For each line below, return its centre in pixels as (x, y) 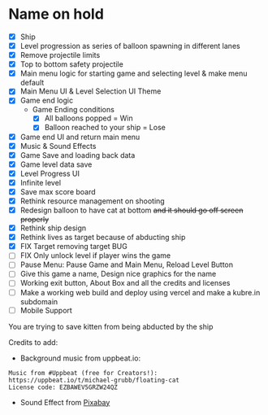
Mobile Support (46, 310)
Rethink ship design (53, 228)
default (32, 83)
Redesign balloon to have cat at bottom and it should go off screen (132, 210)
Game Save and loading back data (78, 155)
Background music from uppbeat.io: (80, 358)
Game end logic (47, 100)
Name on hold (56, 14)
